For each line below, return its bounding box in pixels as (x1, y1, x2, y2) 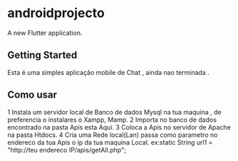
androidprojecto (7, 5, 105, 21)
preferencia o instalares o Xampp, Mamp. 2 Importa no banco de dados (7, 115, 217, 124)
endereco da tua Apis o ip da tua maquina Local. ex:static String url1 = (7, 137, 213, 147)
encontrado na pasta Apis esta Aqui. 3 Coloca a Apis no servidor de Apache (7, 123, 232, 131)
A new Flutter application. (7, 28, 83, 37)
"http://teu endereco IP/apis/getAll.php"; (7, 145, 126, 154)
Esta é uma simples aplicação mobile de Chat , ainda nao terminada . (7, 68, 210, 76)
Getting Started (7, 49, 78, 61)
